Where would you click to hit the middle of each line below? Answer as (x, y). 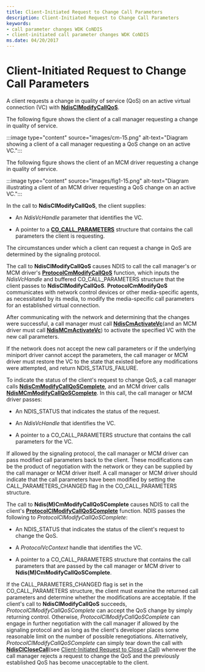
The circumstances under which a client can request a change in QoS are (99, 247)
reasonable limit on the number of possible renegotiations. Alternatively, (97, 636)
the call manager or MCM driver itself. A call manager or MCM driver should (102, 473)
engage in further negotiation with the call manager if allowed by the (92, 623)
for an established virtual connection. (53, 305)
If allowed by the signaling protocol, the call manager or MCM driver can (97, 453)
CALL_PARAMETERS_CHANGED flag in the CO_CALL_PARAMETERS (92, 486)
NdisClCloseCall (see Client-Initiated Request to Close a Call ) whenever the (101, 649)
